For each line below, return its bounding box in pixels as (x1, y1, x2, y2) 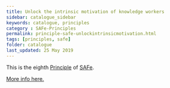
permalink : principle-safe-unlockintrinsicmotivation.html (6, 31, 157, 37)
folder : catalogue (6, 42, 52, 48)
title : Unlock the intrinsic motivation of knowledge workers (6, 8, 165, 15)
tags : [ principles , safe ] (6, 36, 71, 42)
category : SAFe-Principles (6, 25, 77, 32)
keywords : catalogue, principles (6, 20, 90, 26)
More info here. (6, 75, 44, 82)
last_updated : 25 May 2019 (6, 48, 74, 54)
